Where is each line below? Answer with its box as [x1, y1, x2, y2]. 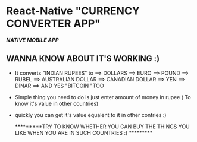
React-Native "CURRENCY [6, 4, 140, 18]
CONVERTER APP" [6, 17, 101, 30]
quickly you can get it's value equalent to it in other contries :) [14, 111, 167, 118]
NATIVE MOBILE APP [6, 36, 59, 43]
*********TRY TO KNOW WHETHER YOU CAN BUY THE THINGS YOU [14, 123, 190, 130]
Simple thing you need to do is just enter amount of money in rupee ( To [14, 93, 192, 100]
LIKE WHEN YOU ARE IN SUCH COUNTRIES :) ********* [14, 129, 153, 136]
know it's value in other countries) [14, 100, 99, 107]
